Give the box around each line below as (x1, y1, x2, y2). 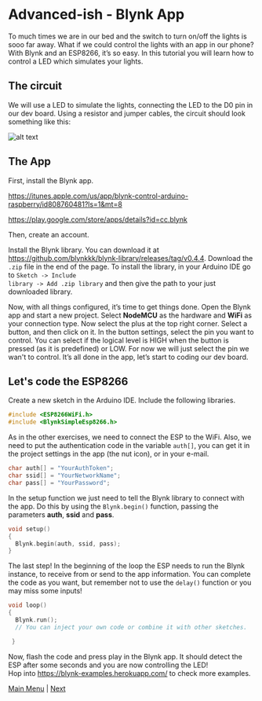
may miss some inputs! (8, 586, 82, 596)
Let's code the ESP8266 (8, 375, 129, 388)
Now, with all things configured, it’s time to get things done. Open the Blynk (8, 302, 251, 311)
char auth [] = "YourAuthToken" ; (8, 464, 114, 472)
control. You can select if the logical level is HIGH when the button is (8, 336, 229, 345)
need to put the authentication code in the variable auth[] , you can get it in (8, 441, 250, 450)
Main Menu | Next (8, 684, 66, 693)
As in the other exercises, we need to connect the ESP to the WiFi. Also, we (8, 432, 252, 442)
